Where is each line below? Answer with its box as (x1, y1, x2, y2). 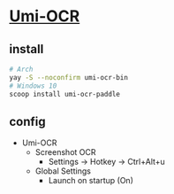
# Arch (9, 65, 34, 74)
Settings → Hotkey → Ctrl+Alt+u (48, 157, 165, 167)
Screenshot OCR (34, 147, 96, 158)
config (9, 113, 46, 129)
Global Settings (34, 166, 91, 176)
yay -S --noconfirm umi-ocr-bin (9, 73, 128, 81)
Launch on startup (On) (48, 175, 134, 186)
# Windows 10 (9, 81, 57, 90)
